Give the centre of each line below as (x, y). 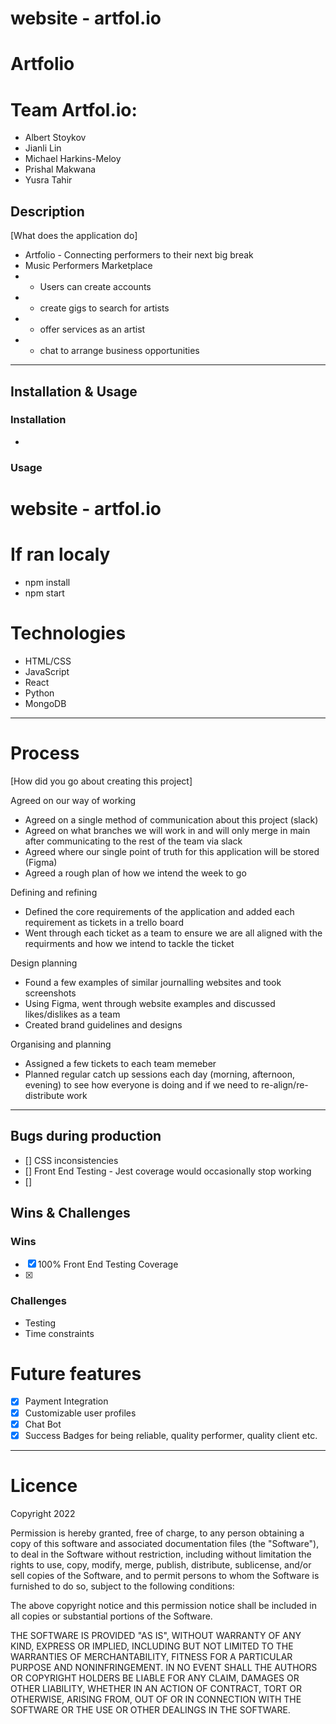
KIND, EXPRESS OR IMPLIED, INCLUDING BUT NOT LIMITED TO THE (152, 1646)
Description (47, 211)
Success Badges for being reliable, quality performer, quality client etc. (171, 1435)
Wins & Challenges (70, 1212)
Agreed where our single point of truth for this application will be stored (172, 851)
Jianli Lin (43, 148)
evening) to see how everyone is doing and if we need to (142, 1084)
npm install (47, 582)
